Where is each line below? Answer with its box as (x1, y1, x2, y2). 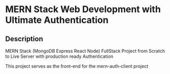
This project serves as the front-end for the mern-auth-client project (5, 63, 149, 69)
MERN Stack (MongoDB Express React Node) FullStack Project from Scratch (5, 48, 165, 54)
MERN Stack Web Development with (5, 4, 161, 15)
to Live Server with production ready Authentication (5, 53, 113, 59)
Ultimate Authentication (5, 14, 109, 26)
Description (5, 34, 43, 43)
